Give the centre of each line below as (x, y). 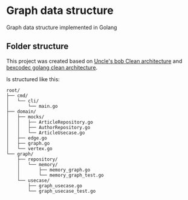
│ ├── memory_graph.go (54, 170)
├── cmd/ (17, 95)
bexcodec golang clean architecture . (52, 67)
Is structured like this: (33, 79)
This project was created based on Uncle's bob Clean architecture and (94, 61)
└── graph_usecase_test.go (62, 191)
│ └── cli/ (23, 101)
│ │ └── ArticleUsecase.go (46, 133)
